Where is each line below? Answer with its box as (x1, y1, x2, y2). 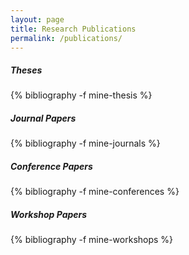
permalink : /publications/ (10, 33, 123, 43)
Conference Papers (10, 160, 93, 172)
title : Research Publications (10, 24, 137, 34)
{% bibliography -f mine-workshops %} (10, 234, 174, 246)
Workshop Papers (10, 208, 88, 220)
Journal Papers (10, 112, 77, 124)
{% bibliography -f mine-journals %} (10, 137, 161, 150)
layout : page (10, 14, 65, 25)
